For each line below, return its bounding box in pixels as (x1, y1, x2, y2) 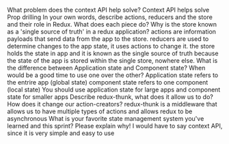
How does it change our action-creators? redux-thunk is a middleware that (7, 100, 217, 108)
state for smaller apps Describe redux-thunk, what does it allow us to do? (7, 93, 213, 101)
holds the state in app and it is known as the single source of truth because (7, 49, 219, 57)
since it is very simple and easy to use (7, 129, 115, 137)
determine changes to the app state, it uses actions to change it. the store (7, 42, 215, 50)
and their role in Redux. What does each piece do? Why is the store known (7, 20, 217, 28)
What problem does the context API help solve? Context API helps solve (7, 6, 210, 14)
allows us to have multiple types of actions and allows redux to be (7, 107, 193, 115)
